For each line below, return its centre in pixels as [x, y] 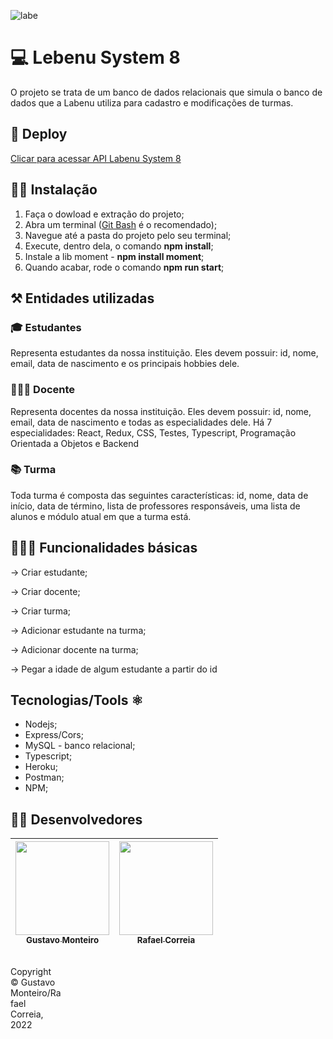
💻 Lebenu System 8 [95, 57]
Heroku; [41, 767]
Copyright [31, 972]
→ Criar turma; [41, 611]
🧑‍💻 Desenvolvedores [76, 819]
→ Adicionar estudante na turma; [78, 630]
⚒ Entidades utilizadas [82, 298]
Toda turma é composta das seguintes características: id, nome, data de [159, 495]
